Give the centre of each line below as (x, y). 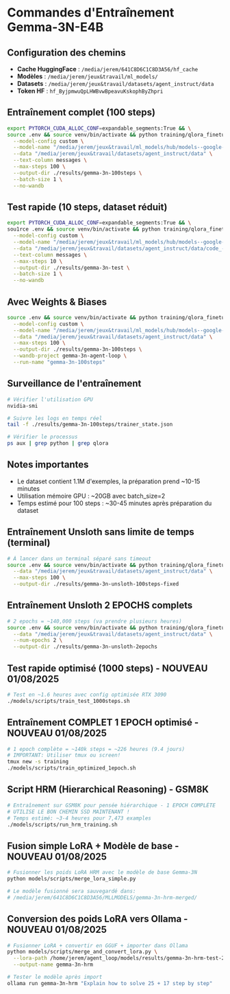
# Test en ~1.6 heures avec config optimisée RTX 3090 (87, 695)
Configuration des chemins (66, 53)
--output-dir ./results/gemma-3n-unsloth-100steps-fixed (96, 584)
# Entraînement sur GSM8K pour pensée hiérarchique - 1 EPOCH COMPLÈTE (111, 805)
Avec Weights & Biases (57, 302)
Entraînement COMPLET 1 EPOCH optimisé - (103, 723)
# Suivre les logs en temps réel (55, 418)
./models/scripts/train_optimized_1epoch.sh (72, 768)
